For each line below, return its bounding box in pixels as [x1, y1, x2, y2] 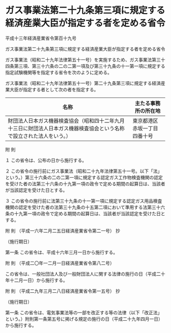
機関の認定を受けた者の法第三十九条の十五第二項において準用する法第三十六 [5, 204, 165, 210]
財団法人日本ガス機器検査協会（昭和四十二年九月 [8, 117, 125, 124]
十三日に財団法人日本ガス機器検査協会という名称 [8, 125, 125, 132]
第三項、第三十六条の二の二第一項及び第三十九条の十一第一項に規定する [14, 63, 165, 69]
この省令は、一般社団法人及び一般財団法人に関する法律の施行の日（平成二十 [5, 271, 165, 277]
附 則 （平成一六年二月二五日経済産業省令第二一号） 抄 [5, 227, 120, 234]
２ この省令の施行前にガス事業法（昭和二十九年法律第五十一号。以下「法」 [5, 168, 162, 174]
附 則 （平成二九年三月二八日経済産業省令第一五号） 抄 [5, 288, 120, 294]
